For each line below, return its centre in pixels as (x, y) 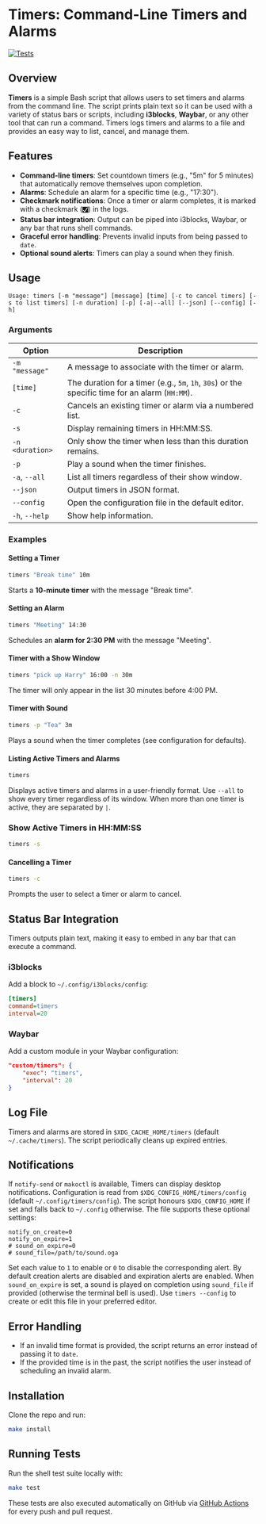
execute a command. (42, 947)
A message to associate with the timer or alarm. (155, 366)
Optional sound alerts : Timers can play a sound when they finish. (127, 253)
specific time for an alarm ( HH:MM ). (129, 392)
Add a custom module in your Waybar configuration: (93, 1051)
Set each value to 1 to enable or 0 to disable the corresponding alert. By (125, 1268)
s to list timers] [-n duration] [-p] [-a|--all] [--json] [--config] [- (133, 303)
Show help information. (110, 515)
